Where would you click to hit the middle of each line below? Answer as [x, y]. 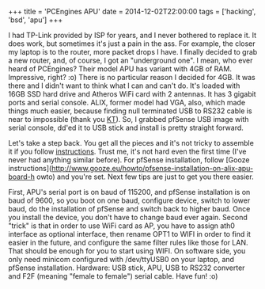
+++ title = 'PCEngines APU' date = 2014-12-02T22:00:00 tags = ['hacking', [132, 11]
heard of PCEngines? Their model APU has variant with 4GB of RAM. [120, 69]
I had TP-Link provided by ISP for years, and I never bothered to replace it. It [132, 35]
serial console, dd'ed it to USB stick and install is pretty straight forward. [126, 127]
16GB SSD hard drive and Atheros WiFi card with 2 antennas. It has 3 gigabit [132, 94]
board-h [22, 177]
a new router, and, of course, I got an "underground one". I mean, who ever [131, 60]
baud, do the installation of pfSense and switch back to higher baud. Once [129, 209]
